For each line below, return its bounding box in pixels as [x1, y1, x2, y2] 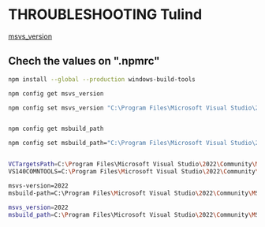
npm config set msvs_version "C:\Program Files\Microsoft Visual [8, 104, 227, 112]
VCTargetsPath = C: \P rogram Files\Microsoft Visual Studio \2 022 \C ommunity [8, 160, 252, 169]
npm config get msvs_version [8, 89, 104, 98]
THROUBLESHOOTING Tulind [8, 6, 203, 24]
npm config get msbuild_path [8, 125, 104, 133]
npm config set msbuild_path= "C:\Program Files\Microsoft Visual [8, 140, 227, 147]
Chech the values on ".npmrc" [8, 54, 160, 68]
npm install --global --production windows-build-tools [8, 75, 196, 84]
